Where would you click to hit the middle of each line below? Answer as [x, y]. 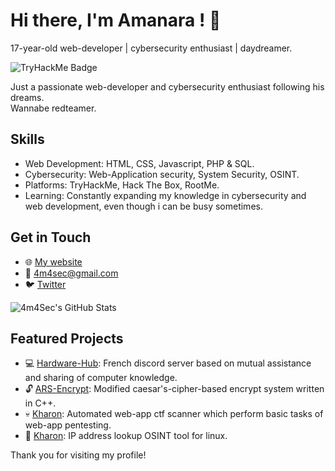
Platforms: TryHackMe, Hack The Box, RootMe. [122, 185]
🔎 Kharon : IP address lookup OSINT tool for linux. [126, 436]
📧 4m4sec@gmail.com [71, 273]
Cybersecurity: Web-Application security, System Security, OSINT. [162, 174]
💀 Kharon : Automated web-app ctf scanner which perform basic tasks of [174, 414]
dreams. [27, 97]
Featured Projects [67, 338]
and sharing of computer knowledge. [101, 378]
